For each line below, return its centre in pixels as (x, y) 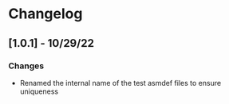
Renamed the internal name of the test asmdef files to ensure (120, 83)
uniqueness (39, 91)
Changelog (45, 14)
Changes (26, 66)
